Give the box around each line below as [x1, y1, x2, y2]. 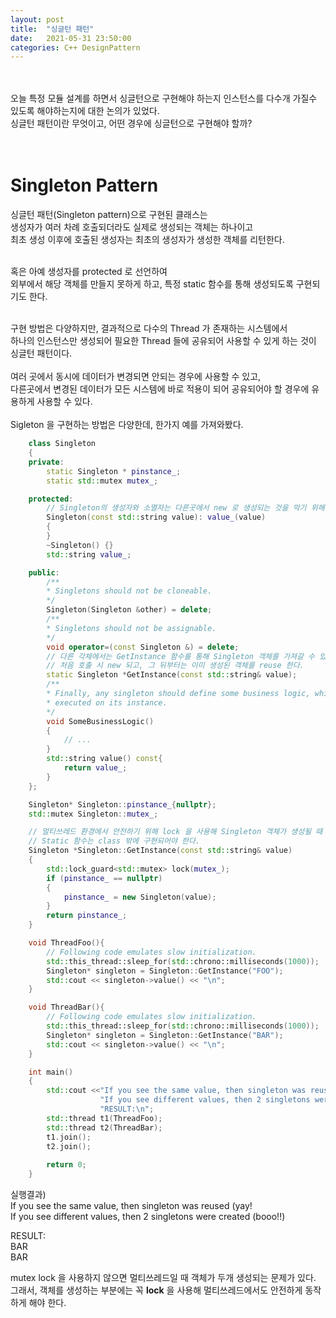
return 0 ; [46, 1160, 87, 1170]
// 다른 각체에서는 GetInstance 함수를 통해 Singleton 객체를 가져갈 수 [46, 651, 316, 661]
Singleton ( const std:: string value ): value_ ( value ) [46, 512, 267, 523]
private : [28, 457, 65, 467]
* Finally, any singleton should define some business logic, [46, 689, 311, 699]
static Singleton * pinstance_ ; [46, 466, 182, 476]
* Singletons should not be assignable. [46, 623, 217, 633]
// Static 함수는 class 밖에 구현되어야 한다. [28, 836, 201, 846]
